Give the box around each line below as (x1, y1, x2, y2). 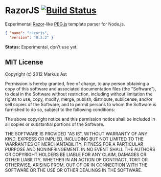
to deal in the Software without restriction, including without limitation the (5, 91, 153, 97)
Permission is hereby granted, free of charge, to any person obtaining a (5, 81, 149, 87)
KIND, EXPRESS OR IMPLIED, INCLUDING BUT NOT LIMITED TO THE (5, 136, 144, 142)
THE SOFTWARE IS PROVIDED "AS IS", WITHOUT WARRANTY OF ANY (5, 131, 148, 136)
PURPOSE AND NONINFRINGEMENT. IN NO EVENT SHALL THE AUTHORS (5, 146, 156, 152)
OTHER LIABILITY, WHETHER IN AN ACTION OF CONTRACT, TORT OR (5, 156, 148, 162)
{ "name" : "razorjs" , (5, 30, 49, 35)
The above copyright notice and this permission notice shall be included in (5, 116, 155, 122)
